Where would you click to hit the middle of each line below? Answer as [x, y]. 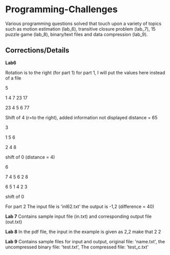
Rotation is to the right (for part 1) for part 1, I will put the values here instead [85, 72]
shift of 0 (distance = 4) [30, 157]
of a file [13, 78]
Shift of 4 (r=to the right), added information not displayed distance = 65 [81, 117]
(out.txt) [14, 222]
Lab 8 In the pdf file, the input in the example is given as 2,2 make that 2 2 [83, 232]
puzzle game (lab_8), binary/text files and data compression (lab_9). [77, 34]
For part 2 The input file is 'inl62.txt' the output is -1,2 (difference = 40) [80, 206]
